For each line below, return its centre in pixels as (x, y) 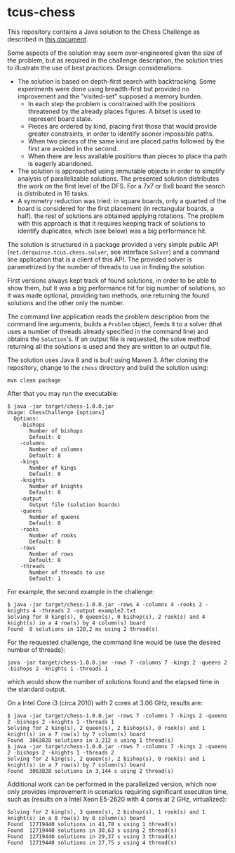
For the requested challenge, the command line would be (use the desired (114, 642)
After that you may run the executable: (63, 393)
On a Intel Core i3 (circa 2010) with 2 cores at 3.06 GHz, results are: (105, 703)
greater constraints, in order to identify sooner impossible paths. (121, 134)
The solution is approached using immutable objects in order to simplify (121, 171)
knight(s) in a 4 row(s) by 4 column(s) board (76, 623)
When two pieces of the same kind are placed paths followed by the (126, 141)
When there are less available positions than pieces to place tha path (127, 156)
